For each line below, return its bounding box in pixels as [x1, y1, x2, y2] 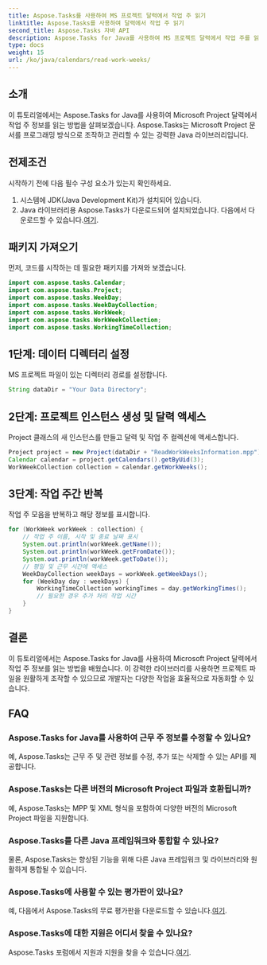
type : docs [8, 41, 44, 49]
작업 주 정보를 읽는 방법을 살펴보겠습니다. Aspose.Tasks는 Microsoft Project [8, 120, 248, 130]
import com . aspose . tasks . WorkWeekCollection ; [8, 316, 161, 324]
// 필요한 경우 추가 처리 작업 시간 [37, 592, 137, 601]
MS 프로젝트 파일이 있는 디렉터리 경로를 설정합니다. [8, 370, 168, 379]
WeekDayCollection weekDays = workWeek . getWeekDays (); [22, 570, 208, 578]
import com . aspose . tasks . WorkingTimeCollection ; [8, 323, 172, 331]
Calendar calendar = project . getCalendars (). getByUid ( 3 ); [8, 455, 204, 464]
